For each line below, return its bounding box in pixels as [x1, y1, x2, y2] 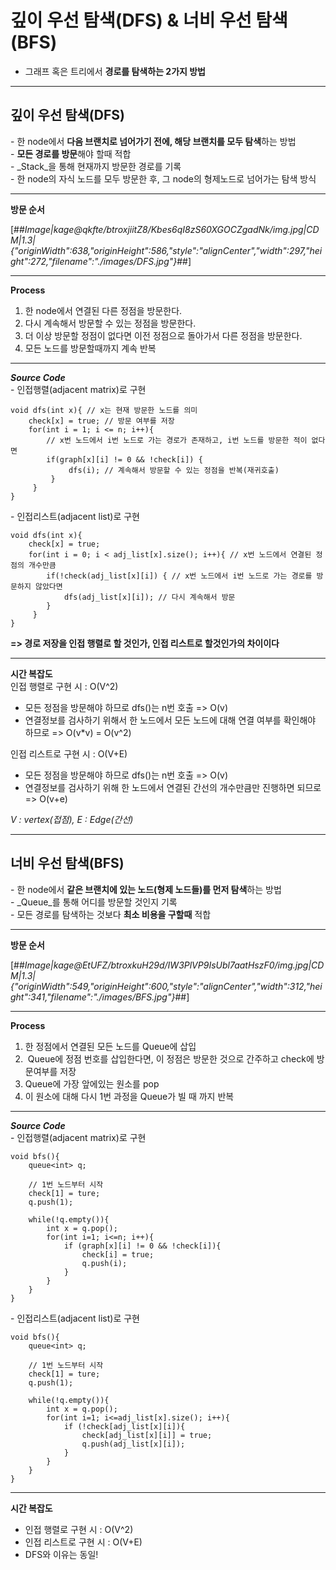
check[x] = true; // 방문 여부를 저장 [28, 416, 175, 426]
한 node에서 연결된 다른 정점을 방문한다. [24, 304, 183, 316]
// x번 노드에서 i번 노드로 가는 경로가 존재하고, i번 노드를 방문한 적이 [46, 435, 308, 445]
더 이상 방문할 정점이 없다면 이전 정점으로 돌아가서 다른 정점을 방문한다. [24, 329, 303, 341]
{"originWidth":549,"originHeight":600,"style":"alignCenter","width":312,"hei [10, 980, 323, 992]
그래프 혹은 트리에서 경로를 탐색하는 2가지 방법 [24, 65, 206, 77]
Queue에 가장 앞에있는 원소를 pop [24, 1077, 160, 1090]
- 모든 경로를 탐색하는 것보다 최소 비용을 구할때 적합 [10, 908, 212, 920]
